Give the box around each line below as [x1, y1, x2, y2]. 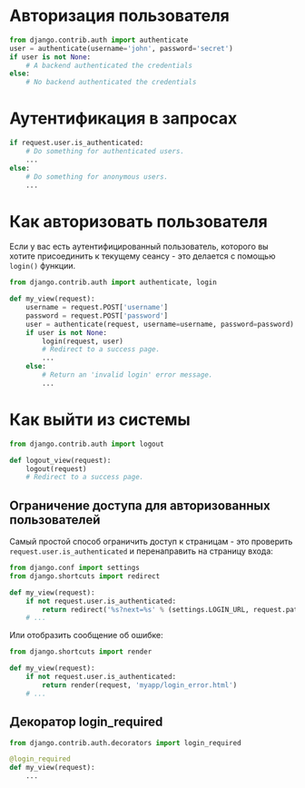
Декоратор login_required [9, 714, 163, 730]
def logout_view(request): [9, 456, 112, 465]
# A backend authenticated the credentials [25, 61, 193, 70]
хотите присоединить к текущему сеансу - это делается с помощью [9, 251, 276, 261]
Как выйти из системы [9, 409, 191, 429]
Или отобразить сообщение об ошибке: [9, 630, 163, 641]
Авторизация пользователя [9, 5, 230, 26]
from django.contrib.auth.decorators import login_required [9, 738, 242, 747]
